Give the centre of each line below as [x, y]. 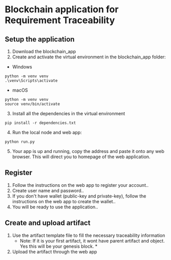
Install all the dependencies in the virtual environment [69, 113]
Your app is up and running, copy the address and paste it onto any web [88, 151]
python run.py [20, 142]
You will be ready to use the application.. [55, 207]
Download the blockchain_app [44, 51]
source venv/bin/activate [32, 104]
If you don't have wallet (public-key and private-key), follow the [79, 196]
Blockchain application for [62, 9]
